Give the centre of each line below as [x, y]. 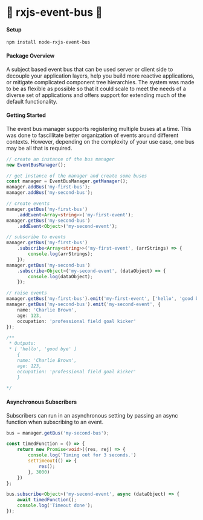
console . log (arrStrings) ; [61, 254]
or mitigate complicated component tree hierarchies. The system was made [100, 82]
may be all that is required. [39, 148]
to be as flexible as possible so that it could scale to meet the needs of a [96, 88]
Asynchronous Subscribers [42, 402]
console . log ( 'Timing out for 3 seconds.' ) [82, 455]
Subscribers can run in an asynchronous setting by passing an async [92, 415]
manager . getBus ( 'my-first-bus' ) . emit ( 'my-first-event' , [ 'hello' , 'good [100, 299]
